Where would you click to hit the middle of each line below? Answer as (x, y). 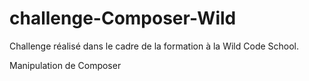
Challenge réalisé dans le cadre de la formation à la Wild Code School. (154, 46)
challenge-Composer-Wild (123, 18)
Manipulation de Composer (65, 65)
